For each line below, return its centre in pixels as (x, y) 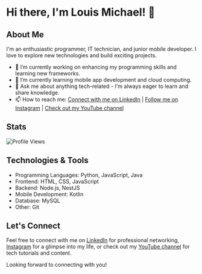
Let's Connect (33, 226)
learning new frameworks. (47, 73)
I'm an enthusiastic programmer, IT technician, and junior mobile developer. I (101, 49)
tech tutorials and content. (39, 253)
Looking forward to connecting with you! (57, 265)
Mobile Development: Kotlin (49, 194)
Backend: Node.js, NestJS (47, 188)
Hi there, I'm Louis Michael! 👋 (81, 12)
